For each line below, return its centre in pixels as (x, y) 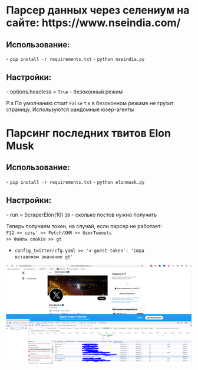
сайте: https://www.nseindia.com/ (93, 23)
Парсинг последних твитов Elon (88, 133)
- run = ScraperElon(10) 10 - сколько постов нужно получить (82, 215)
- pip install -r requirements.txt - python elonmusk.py (75, 181)
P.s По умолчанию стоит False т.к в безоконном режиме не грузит (90, 103)
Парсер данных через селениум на (98, 10)
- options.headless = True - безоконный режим (65, 92)
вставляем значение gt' (44, 257)
